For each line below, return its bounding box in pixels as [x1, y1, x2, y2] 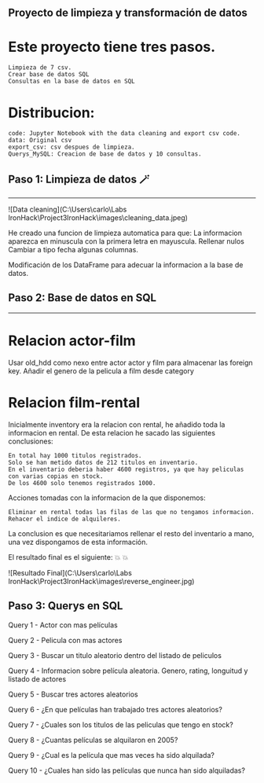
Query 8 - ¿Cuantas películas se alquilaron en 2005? [8, 735, 178, 744]
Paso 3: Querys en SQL [8, 599, 123, 612]
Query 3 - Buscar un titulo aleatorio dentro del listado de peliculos [8, 650, 222, 660]
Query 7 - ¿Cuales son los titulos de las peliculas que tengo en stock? [8, 719, 233, 730]
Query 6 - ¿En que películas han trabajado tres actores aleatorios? [8, 704, 222, 714]
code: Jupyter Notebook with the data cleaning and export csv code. [8, 130, 241, 138]
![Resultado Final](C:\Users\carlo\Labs [8, 568, 132, 577]
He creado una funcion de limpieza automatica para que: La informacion [8, 228, 242, 238]
